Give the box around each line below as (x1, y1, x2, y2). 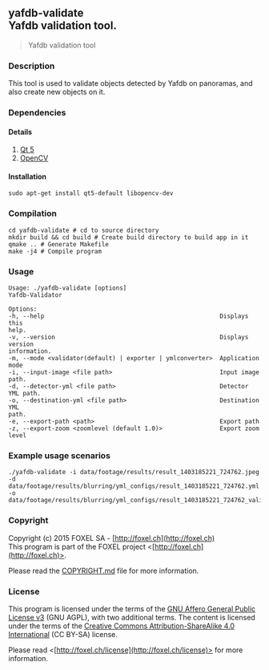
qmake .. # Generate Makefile (8, 240, 110, 248)
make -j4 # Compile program (8, 247, 102, 255)
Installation (8, 172, 46, 181)
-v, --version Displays (8, 333, 249, 342)
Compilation (8, 208, 58, 219)
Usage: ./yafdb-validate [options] (8, 284, 127, 292)
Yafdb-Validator (8, 291, 62, 299)
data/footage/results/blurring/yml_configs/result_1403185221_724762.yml (8, 482, 260, 490)
